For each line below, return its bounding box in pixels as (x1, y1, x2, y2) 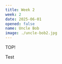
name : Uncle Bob (5, 26, 39, 31)
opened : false (5, 21, 35, 26)
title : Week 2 (5, 7, 35, 12)
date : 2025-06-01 (5, 16, 42, 21)
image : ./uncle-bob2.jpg (5, 30, 57, 35)
